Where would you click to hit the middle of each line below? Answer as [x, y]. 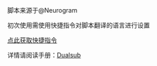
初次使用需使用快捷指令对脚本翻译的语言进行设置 [78, 25]
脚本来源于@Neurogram [42, 10]
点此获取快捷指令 [32, 40]
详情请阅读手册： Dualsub [44, 55]
